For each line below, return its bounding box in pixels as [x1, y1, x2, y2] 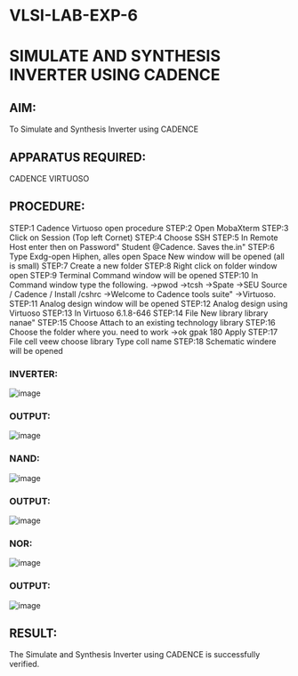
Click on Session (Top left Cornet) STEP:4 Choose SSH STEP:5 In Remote [9, 232, 278, 243]
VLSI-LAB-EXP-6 [9, 5, 138, 26]
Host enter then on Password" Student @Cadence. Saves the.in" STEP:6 [9, 241, 276, 252]
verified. [9, 659, 40, 670]
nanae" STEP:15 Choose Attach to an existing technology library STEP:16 [9, 317, 276, 327]
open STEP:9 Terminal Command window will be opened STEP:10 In [9, 270, 259, 280]
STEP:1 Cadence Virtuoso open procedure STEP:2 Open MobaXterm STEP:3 [9, 222, 289, 233]
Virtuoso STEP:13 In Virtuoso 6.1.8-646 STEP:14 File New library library [9, 308, 269, 318]
